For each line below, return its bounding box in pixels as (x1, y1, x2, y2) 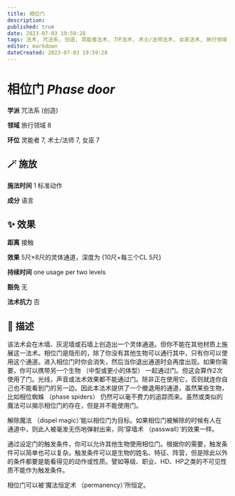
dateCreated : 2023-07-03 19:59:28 (7, 50, 108, 57)
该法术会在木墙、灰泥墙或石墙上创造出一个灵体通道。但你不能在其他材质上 (7, 340, 222, 348)
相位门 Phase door (7, 82, 115, 98)
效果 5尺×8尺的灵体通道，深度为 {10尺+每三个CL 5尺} (7, 253, 162, 262)
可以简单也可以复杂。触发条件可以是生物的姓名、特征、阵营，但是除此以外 (13, 448, 228, 457)
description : (7, 17, 45, 24)
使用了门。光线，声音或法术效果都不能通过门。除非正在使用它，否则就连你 (7, 375, 222, 383)
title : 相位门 (7, 10, 45, 17)
